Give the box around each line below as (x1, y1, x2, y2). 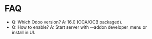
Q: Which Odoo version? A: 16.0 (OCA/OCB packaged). (11, 19, 123, 25)
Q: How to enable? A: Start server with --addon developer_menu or (11, 24, 147, 30)
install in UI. (11, 29, 35, 35)
